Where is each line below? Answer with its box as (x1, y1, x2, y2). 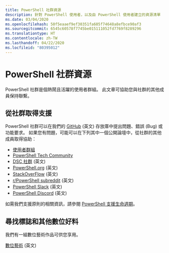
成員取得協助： (5, 136, 36, 142)
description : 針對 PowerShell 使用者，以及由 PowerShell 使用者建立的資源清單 (5, 12, 161, 17)
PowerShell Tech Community (12, 153, 73, 159)
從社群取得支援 (5, 109, 52, 117)
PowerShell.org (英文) (12, 165, 58, 171)
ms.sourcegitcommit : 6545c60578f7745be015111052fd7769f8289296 (5, 26, 142, 31)
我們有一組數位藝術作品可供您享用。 (5, 232, 81, 238)
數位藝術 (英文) (5, 242, 37, 248)
